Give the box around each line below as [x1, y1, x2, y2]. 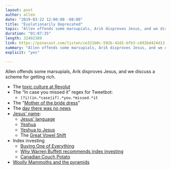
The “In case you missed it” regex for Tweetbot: [12, 89, 113, 95]
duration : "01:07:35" [5, 31, 51, 36]
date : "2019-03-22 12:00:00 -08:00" [5, 17, 83, 22]
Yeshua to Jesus [20, 126, 55, 132]
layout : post [5, 7, 33, 13]
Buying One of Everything [20, 143, 75, 149]
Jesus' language [20, 116, 55, 122]
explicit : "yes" [5, 50, 40, 55]
